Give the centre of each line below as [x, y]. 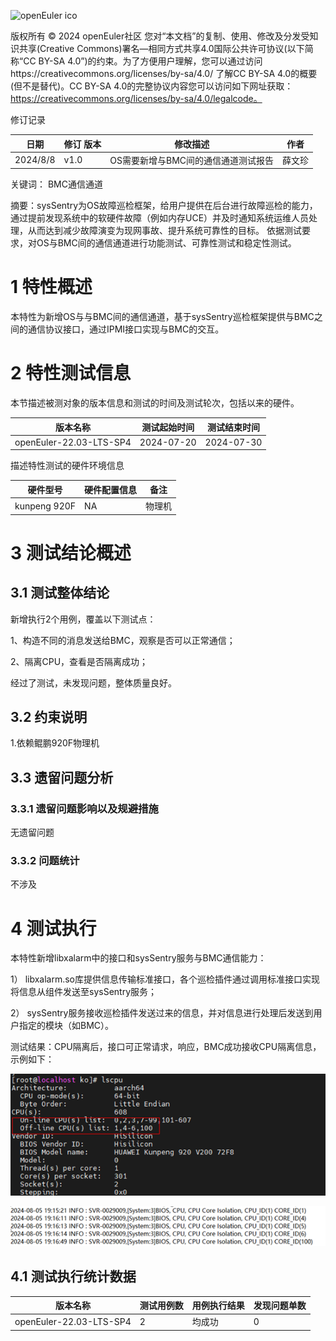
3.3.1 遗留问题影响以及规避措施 [84, 808]
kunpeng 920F [45, 506]
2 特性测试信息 [71, 373]
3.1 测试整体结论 [60, 593]
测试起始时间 [168, 427]
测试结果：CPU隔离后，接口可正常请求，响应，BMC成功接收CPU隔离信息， [166, 1047]
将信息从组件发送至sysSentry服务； [84, 992]
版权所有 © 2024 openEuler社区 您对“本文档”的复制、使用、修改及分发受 [160, 36]
